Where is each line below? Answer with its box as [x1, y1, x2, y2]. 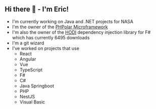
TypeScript [19, 67, 43, 73]
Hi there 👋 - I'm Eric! [5, 5, 69, 14]
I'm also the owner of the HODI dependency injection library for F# [12, 29, 151, 35]
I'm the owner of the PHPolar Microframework [12, 24, 108, 30]
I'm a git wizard [12, 40, 44, 46]
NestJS [19, 93, 35, 99]
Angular [19, 56, 36, 62]
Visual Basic [19, 99, 45, 105]
